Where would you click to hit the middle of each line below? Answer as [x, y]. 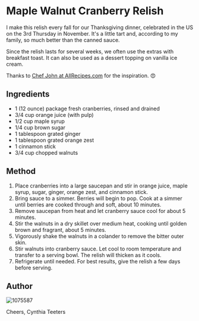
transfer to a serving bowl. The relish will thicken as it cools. [88, 255]
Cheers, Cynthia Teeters [36, 312]
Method [21, 171]
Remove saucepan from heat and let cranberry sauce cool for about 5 [100, 211]
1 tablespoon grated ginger [48, 134]
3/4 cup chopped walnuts [46, 152]
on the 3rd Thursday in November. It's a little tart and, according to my [92, 33]
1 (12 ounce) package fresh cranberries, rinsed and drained [87, 109]
